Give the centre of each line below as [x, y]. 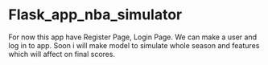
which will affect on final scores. [62, 54]
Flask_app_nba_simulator [95, 15]
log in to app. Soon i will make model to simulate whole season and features [134, 45]
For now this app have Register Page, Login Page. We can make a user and [133, 37]
